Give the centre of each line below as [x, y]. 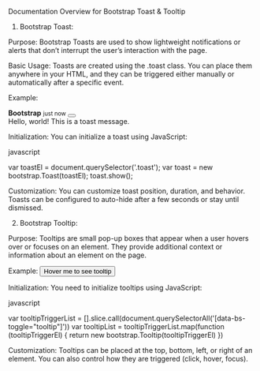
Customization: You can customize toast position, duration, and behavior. [127, 191]
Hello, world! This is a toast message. [69, 121]
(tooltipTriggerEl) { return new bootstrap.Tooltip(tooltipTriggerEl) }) [116, 335]
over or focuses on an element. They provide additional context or [115, 247]
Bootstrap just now [37, 113]
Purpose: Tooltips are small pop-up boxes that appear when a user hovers [129, 238]
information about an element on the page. [78, 255]
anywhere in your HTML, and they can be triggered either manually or [121, 74]
